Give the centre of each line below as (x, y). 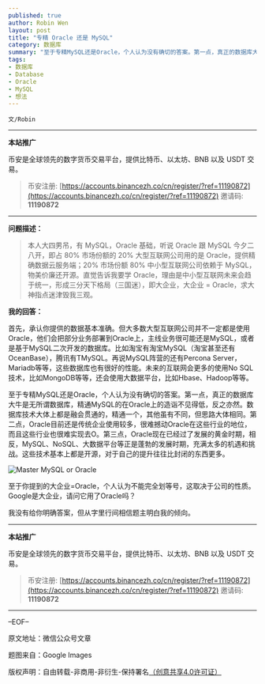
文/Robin (22, 119)
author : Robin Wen (38, 23)
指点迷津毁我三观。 (65, 295)
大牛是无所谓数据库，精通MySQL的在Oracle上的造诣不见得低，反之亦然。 (127, 405)
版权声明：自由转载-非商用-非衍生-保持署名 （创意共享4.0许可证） (115, 672)
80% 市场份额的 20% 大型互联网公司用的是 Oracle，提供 (157, 255)
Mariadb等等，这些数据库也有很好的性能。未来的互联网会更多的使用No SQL (131, 368)
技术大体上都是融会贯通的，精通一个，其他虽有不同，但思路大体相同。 (136, 414)
